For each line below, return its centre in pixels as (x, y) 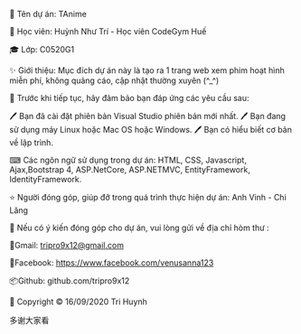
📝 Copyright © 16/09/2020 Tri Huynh (78, 302)
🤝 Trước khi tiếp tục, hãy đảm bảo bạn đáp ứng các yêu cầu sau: (130, 98)
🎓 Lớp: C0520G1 (42, 49)
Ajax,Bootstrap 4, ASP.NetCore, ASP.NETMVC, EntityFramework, (130, 170)
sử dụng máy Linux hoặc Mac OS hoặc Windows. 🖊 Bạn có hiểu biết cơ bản (150, 130)
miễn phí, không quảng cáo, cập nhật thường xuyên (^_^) (114, 80)
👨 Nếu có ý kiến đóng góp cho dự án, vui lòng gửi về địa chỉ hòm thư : (139, 227)
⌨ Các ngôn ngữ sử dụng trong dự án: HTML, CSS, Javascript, (128, 160)
